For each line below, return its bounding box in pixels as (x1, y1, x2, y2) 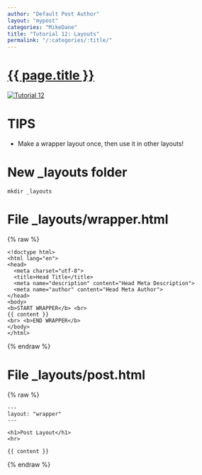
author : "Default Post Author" (7, 10, 100, 18)
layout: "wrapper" (7, 410, 62, 417)
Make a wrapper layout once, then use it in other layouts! (17, 139, 184, 148)
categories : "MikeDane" (7, 23, 78, 31)
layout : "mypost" (7, 17, 59, 24)
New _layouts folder (7, 164, 128, 181)
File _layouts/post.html (7, 367, 146, 383)
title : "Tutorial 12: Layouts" (7, 30, 100, 38)
